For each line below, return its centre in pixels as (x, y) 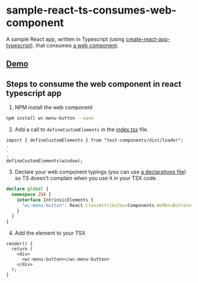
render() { (20, 244)
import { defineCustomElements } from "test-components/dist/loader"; (95, 140)
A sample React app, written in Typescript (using (65, 39)
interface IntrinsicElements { (55, 200)
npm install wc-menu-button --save (50, 119)
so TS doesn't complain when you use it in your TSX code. (86, 178)
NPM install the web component (53, 107)
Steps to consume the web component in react (94, 84)
